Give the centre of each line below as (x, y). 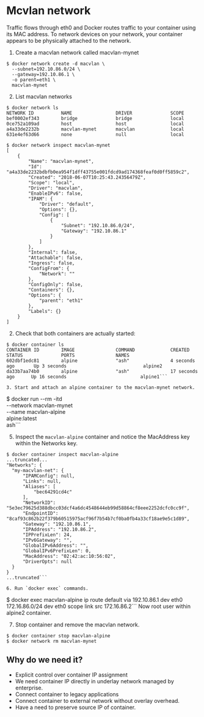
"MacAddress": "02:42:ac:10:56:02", (69, 556)
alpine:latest (22, 418)
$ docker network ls (33, 108)
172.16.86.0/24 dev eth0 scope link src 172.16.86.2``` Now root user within (99, 606)
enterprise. (29, 688)
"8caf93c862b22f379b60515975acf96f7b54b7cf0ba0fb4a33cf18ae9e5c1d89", (98, 519)
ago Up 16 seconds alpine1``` (87, 377)
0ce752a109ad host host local (95, 124)
